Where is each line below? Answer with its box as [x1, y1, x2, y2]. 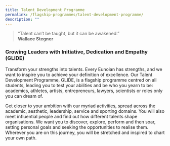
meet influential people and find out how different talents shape [5, 113, 138, 119]
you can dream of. [5, 93, 44, 99]
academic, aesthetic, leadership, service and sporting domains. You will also [5, 108, 165, 114]
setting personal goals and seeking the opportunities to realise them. [5, 124, 148, 130]
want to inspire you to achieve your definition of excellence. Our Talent [5, 71, 153, 78]
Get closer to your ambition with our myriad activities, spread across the [5, 103, 156, 109]
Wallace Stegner [17, 36, 54, 42]
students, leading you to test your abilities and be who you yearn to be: [5, 82, 153, 88]
